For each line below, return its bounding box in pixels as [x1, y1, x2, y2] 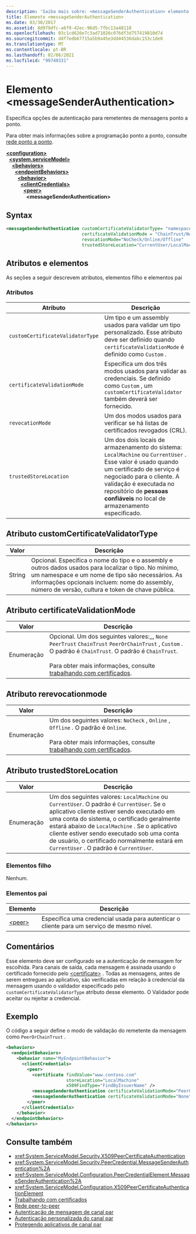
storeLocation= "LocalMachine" [66, 1077, 140, 1083]
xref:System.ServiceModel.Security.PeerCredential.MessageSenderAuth [14, 1159, 189, 1166]
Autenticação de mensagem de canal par [14, 1209, 114, 1216]
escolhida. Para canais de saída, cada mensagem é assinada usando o [6, 963, 176, 970]
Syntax [6, 210, 33, 220]
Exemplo [6, 1011, 38, 1021]
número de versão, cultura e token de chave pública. [31, 585, 175, 593]
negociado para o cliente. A [104, 472, 180, 480]
